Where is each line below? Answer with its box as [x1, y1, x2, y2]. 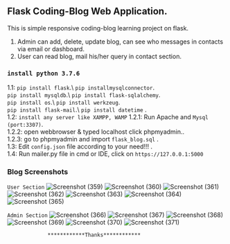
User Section [7, 184, 45, 191]
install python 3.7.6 [7, 69, 80, 77]
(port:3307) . [7, 121, 44, 129]
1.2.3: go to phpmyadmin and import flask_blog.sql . [7, 135, 159, 143]
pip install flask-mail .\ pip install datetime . [7, 105, 147, 114]
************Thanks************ [47, 232, 141, 238]
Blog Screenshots [7, 167, 69, 177]
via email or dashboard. [17, 44, 85, 53]
